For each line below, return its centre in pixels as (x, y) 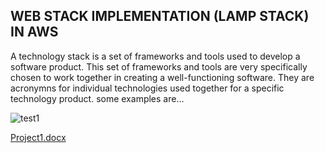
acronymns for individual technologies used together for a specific (147, 88)
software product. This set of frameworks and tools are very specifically (159, 66)
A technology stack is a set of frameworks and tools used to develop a (155, 56)
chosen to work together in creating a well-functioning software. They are (162, 77)
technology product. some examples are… (97, 98)
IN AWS (34, 32)
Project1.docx (38, 137)
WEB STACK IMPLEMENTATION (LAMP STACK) (160, 16)
